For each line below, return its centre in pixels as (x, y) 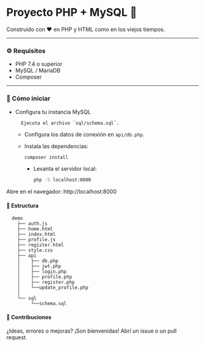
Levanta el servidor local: (65, 169)
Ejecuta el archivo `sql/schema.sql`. (70, 123)
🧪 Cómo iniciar (28, 99)
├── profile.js (37, 240)
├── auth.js (32, 224)
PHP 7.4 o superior (39, 64)
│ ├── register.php (46, 283)
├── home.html (35, 229)
